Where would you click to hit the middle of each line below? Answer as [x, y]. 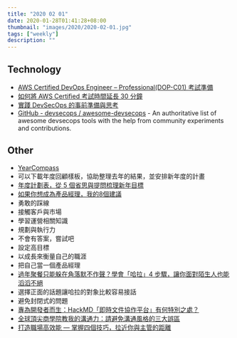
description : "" [31, 41]
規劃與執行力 [36, 229]
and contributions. [44, 128]
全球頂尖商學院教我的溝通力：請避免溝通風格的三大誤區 [99, 318]
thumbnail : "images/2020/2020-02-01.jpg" [70, 27]
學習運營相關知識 [43, 221]
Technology [35, 69]
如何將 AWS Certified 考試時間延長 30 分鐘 [80, 96]
